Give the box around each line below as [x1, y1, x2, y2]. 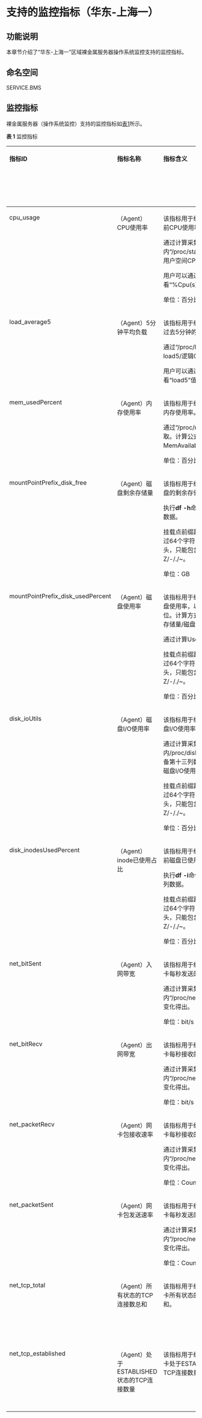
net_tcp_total [9, 1281, 46, 1289]
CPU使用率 [117, 223, 148, 231]
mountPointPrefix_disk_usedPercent [9, 591, 111, 600]
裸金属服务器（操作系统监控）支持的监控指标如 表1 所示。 [6, 120, 145, 127]
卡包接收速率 [117, 1130, 153, 1138]
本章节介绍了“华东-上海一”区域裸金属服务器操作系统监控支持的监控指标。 [6, 49, 188, 55]
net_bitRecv [9, 1039, 43, 1048]
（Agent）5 [117, 319, 150, 327]
